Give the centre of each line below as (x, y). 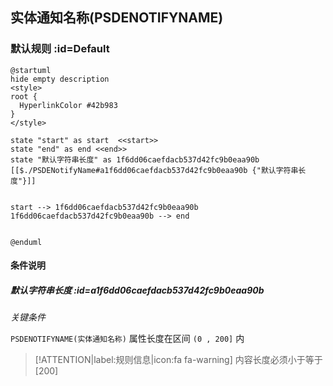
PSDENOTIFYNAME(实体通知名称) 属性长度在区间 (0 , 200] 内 (127, 339)
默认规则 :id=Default (60, 49)
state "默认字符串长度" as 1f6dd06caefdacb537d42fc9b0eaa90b (135, 159)
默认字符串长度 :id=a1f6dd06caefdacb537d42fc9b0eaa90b (137, 290)
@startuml (31, 70)
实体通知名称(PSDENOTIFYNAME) (117, 18)
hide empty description (60, 79)
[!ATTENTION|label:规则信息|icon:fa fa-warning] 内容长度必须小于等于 (178, 360)
